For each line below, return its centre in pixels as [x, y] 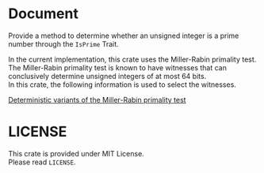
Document [44, 14]
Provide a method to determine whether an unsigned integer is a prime [124, 36]
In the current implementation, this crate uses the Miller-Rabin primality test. [132, 59]
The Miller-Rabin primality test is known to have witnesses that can [118, 67]
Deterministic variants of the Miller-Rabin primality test [97, 100]
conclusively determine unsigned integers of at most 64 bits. [107, 76]
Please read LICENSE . [42, 162]
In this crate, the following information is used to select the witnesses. [122, 85]
